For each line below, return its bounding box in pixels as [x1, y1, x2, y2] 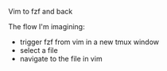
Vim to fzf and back [8, 7, 73, 16]
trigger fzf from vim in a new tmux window [19, 37, 159, 47]
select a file [19, 46, 58, 54]
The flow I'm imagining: [8, 22, 85, 31]
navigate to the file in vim [19, 54, 103, 63]
